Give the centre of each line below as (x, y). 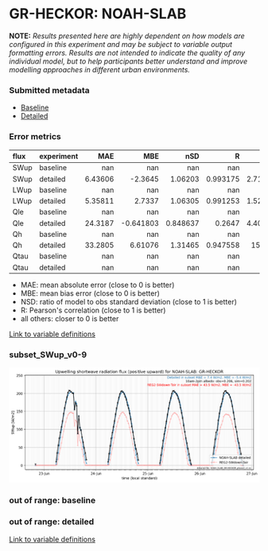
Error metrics (35, 137)
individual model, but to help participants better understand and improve (128, 61)
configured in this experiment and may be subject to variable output (121, 44)
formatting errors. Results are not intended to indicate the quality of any (127, 52)
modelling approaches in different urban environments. (99, 69)
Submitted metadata (49, 90)
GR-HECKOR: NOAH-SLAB (98, 14)
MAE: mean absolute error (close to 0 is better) (97, 285)
